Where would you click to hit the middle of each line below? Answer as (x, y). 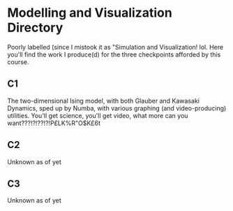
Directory (35, 28)
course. (18, 61)
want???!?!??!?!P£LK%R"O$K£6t (54, 123)
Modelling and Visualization (90, 13)
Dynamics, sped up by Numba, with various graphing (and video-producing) (117, 108)
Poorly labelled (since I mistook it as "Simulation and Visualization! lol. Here (115, 47)
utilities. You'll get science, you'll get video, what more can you (98, 115)
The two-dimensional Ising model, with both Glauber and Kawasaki (104, 101)
